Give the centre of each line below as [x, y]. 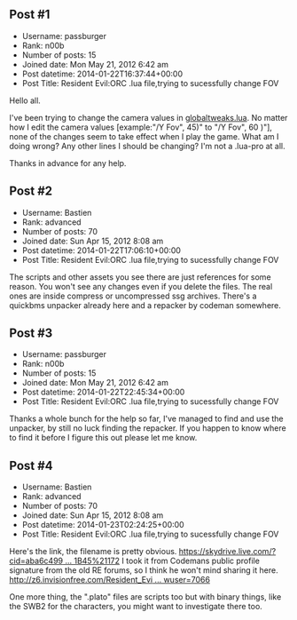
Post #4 [31, 465]
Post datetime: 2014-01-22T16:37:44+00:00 [102, 74]
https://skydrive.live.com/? [227, 552]
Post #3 [31, 334]
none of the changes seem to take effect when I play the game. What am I [144, 136]
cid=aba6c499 [36, 561]
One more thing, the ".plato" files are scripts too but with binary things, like [145, 597]
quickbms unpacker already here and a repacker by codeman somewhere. [145, 305]
